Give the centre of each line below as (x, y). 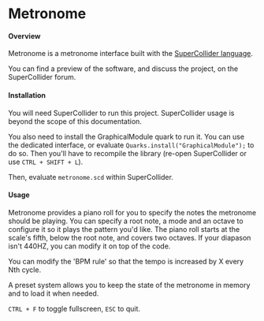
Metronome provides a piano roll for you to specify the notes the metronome (132, 212)
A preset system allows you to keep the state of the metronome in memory (129, 285)
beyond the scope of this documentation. (75, 121)
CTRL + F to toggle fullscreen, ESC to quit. (74, 308)
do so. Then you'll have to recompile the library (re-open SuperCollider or (127, 153)
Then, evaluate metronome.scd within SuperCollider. (91, 177)
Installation (27, 95)
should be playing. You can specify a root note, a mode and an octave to (126, 221)
